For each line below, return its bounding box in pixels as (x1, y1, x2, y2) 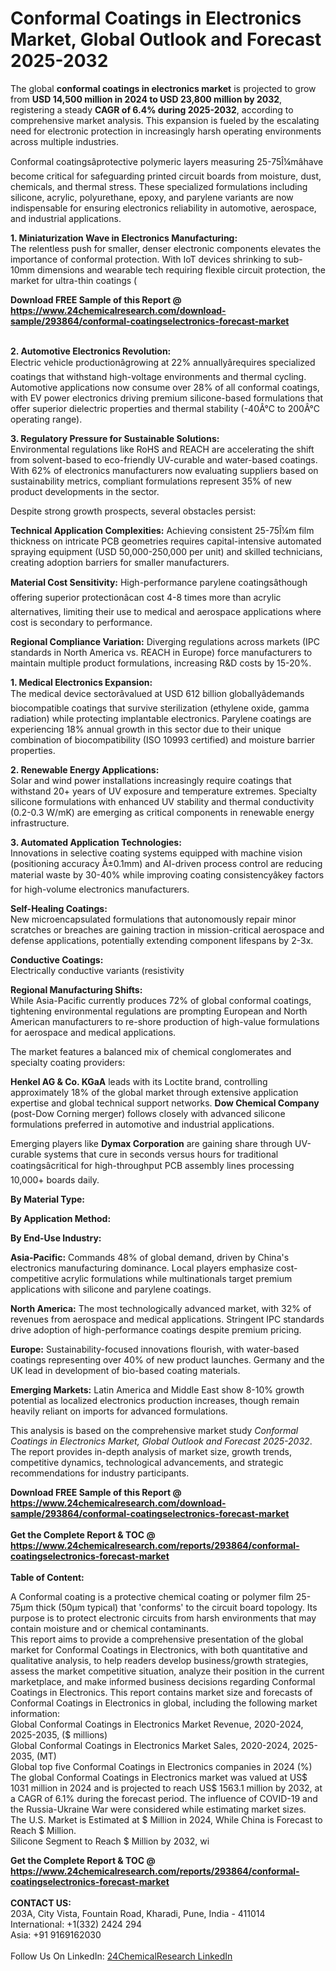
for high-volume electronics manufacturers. (10, 883, 190, 895)
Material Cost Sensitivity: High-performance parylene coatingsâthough (10, 576, 308, 588)
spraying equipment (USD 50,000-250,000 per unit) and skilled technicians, (10, 545, 323, 557)
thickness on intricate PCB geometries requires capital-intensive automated (10, 535, 322, 547)
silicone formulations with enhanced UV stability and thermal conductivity (10, 795, 315, 807)
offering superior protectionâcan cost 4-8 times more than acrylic (10, 591, 282, 603)
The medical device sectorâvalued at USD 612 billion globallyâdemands (10, 687, 305, 699)
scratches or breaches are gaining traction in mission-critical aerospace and (10, 923, 325, 936)
